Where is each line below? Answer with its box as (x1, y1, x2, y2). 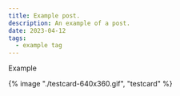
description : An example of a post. (8, 19, 130, 27)
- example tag (15, 42, 62, 50)
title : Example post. (8, 11, 81, 20)
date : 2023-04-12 (8, 26, 66, 34)
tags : (8, 34, 26, 42)
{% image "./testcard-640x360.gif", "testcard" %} (8, 79, 174, 89)
